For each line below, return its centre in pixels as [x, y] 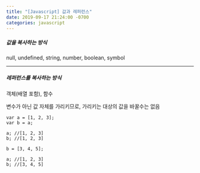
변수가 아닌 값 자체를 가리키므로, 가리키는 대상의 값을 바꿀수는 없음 [83, 106]
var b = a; [20, 123]
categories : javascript [36, 23]
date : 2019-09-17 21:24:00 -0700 [48, 17]
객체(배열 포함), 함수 [30, 94]
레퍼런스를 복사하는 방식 [34, 77]
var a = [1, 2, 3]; [30, 118]
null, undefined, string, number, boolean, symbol [65, 58]
